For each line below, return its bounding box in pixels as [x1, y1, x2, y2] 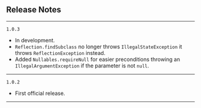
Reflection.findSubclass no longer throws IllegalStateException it [14, 43, 182, 50]
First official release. [14, 90, 66, 97]
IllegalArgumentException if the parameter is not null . [14, 62, 150, 69]
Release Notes [6, 5, 62, 15]
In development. [14, 36, 55, 44]
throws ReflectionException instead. [14, 49, 106, 56]
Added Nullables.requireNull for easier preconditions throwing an [14, 55, 181, 63]
